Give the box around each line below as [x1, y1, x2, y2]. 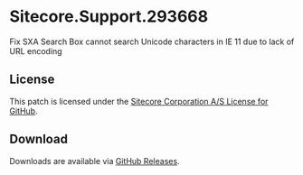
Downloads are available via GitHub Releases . [9, 155, 180, 166]
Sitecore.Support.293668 [9, 6, 209, 27]
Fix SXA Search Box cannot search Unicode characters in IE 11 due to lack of [9, 36, 295, 47]
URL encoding [9, 45, 62, 56]
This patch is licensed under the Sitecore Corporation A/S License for [9, 96, 269, 106]
